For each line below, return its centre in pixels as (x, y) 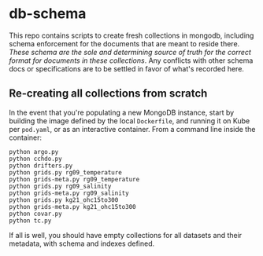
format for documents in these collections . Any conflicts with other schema (131, 60)
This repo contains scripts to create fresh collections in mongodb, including (131, 35)
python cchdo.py (35, 159)
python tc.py (30, 221)
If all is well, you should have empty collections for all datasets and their (126, 235)
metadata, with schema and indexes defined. (82, 243)
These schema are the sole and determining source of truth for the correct (130, 52)
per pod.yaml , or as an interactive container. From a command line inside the (132, 129)
